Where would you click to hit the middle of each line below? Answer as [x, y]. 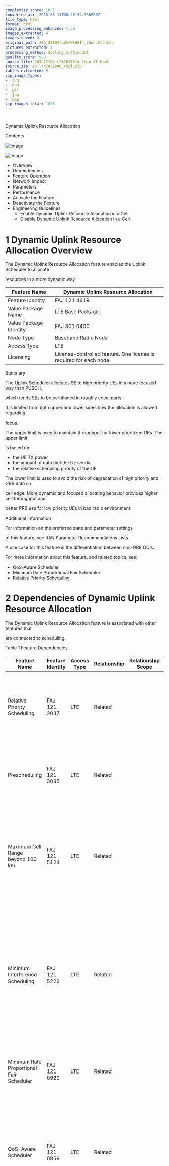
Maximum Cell [25, 847]
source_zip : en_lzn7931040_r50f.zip [44, 66]
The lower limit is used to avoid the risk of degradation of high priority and [82, 478]
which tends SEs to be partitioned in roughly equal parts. [64, 398]
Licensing [19, 357]
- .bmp [12, 99]
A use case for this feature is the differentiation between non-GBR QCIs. [80, 548]
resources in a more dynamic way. [41, 279]
